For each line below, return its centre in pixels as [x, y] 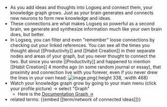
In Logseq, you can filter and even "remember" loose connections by [82, 40]
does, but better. [27, 34]
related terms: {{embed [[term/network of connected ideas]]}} [75, 99]
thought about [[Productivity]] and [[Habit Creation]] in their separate [82, 51]
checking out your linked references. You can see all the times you [80, 45]
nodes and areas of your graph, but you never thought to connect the [83, 56]
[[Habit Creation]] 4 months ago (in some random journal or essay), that [86, 67]
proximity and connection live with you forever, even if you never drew [84, 72]
